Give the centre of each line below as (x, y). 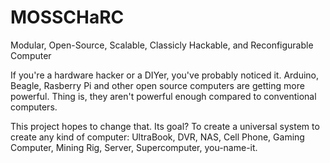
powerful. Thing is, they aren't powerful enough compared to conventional (163, 96)
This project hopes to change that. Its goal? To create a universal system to (165, 126)
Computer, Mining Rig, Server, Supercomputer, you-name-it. (134, 147)
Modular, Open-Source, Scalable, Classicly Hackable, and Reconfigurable (162, 45)
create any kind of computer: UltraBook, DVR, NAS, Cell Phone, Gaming (157, 137)
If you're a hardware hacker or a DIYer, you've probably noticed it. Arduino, (165, 75)
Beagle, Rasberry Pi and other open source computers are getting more (157, 85)
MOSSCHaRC (67, 17)
